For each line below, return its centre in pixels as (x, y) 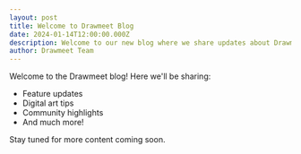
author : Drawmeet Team (52, 51)
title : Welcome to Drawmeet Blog (72, 26)
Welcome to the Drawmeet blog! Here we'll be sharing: (110, 76)
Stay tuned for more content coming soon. (87, 140)
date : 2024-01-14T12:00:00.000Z (69, 34)
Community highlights (63, 113)
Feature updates (52, 94)
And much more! (53, 123)
